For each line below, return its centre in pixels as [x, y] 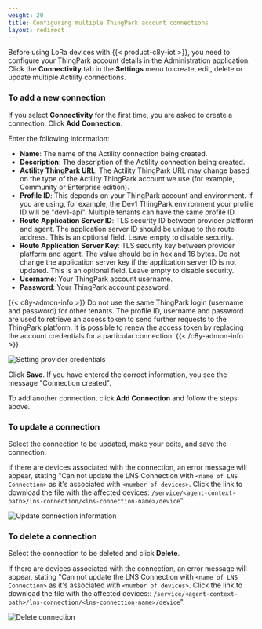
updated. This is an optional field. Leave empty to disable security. [127, 270]
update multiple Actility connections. [67, 77]
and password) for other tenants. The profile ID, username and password [126, 310]
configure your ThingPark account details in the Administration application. [129, 60]
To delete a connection [53, 536]
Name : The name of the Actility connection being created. [113, 153]
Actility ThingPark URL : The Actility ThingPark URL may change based [134, 170]
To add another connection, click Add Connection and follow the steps [123, 398]
